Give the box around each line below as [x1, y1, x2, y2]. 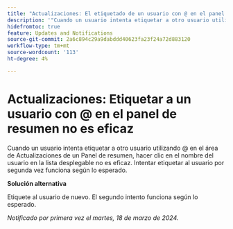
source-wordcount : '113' [7, 49, 79, 56]
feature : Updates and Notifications [7, 29, 113, 37]
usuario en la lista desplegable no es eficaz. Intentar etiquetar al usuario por [7, 158, 225, 167]
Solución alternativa [7, 179, 67, 187]
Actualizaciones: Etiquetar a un [7, 91, 192, 107]
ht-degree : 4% [7, 56, 49, 62]
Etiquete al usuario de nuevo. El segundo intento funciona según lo [7, 192, 198, 201]
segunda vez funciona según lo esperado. [7, 166, 128, 174]
